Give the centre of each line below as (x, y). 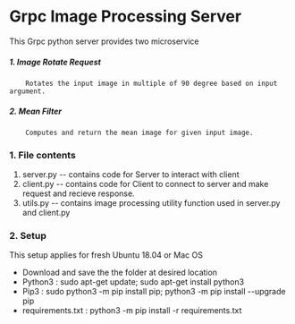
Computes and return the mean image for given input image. (139, 132)
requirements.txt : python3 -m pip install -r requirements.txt (132, 311)
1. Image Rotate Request (55, 62)
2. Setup (28, 236)
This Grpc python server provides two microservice (104, 41)
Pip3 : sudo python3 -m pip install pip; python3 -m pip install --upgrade (154, 292)
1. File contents (42, 155)
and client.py (46, 213)
